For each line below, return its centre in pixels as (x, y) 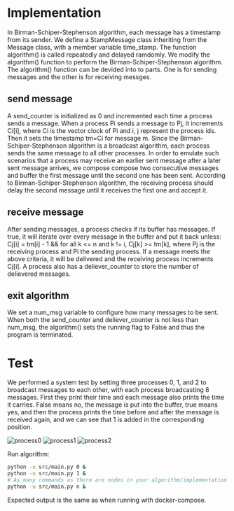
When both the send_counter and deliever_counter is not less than (103, 320)
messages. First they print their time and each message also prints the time (116, 398)
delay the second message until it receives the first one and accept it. (108, 190)
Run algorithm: (28, 454)
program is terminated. (40, 335)
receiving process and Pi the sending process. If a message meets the (109, 251)
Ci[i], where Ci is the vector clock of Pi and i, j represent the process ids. (112, 130)
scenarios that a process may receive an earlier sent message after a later (114, 160)
